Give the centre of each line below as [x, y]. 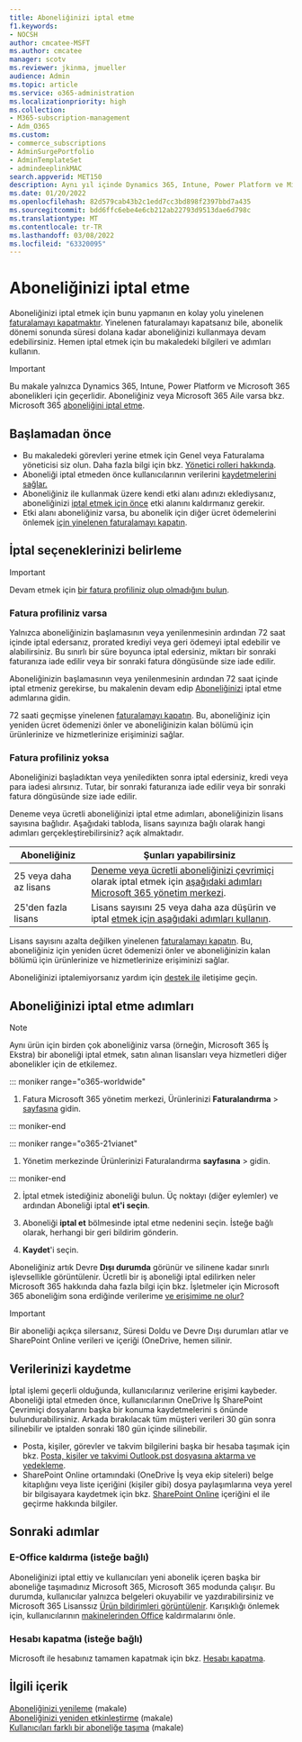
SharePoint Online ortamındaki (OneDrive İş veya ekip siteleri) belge [148, 1475]
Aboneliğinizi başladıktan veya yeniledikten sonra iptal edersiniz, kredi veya [149, 777]
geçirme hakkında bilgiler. [70, 1503]
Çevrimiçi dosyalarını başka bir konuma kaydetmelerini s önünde [129, 1410]
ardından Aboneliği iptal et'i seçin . [86, 1205]
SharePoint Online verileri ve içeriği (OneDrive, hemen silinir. [121, 1340]
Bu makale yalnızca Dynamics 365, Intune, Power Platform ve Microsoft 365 [150, 386]
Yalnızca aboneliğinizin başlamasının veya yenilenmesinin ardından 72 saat [147, 633]
